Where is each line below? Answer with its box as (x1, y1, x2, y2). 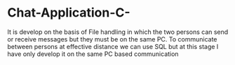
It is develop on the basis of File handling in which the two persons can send (7, 28, 229, 36)
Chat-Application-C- (7, 5, 131, 21)
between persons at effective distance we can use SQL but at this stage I (7, 42, 219, 50)
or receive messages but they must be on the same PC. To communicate (7, 35, 217, 43)
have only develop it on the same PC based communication (7, 50, 179, 58)
